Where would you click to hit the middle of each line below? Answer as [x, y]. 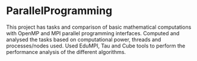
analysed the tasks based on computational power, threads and [84, 39]
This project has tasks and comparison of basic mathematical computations [99, 27]
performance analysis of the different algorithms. [66, 52]
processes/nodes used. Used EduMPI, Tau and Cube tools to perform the [96, 46]
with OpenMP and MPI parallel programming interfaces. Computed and [93, 33]
